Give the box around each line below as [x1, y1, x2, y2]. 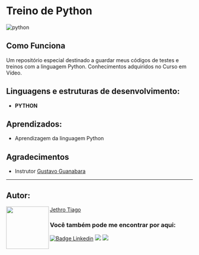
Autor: [6, 191, 31, 201]
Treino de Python [6, 4, 93, 18]
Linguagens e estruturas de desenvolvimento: [6, 86, 180, 96]
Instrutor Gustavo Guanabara [14, 167, 86, 175]
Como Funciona [6, 41, 66, 51]
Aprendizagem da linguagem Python [14, 135, 104, 142]
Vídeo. [6, 69, 23, 76]
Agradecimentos [6, 152, 69, 162]
